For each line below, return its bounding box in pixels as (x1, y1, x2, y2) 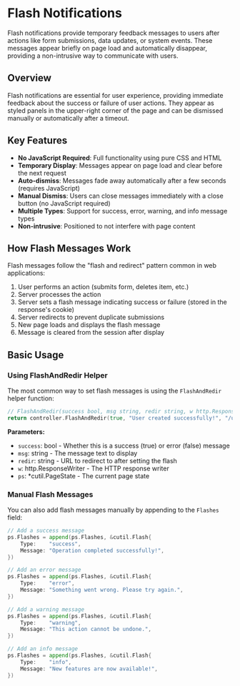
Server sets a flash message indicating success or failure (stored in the (17, 298, 227, 306)
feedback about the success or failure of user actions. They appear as (7, 99, 214, 107)
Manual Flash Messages (7, 489, 94, 499)
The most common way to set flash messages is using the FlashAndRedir (7, 387, 222, 395)
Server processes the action (17, 291, 101, 299)
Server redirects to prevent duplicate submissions (17, 313, 165, 322)
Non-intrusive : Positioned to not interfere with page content (17, 221, 196, 230)
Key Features (7, 134, 68, 147)
